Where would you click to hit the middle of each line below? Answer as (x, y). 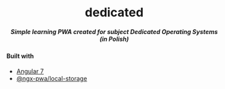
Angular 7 (30, 71)
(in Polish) (114, 39)
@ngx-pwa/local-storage (52, 78)
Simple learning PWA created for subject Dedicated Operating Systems (114, 31)
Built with (20, 56)
